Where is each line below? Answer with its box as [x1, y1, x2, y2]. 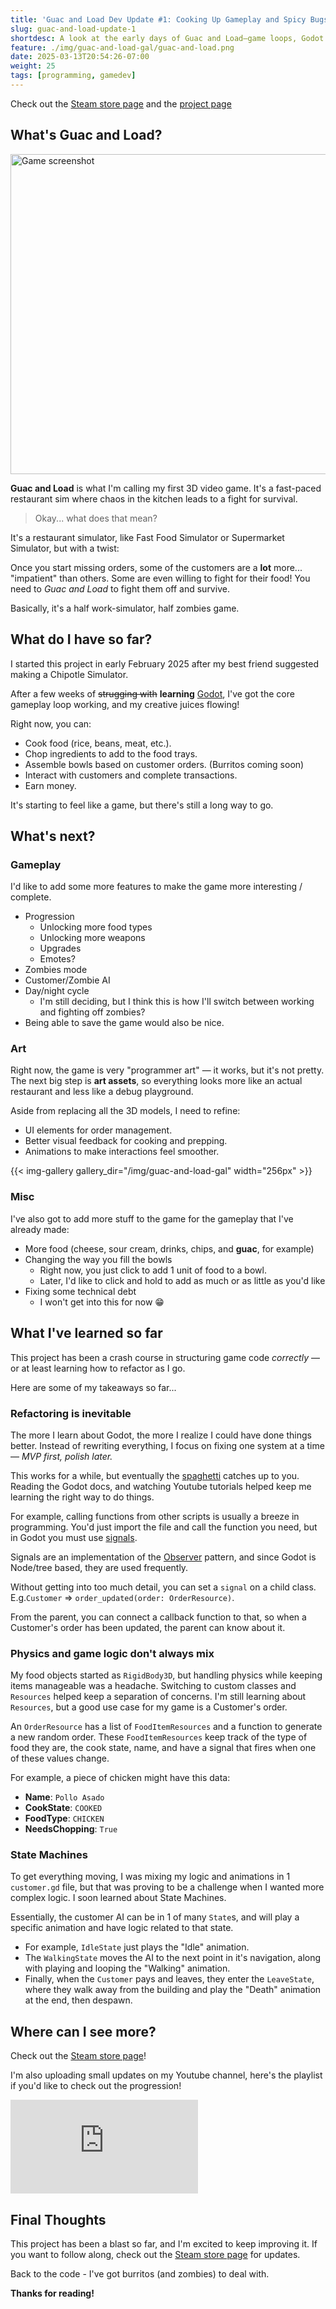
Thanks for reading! [10, 2287, 95, 2300]
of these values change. [10, 1752, 110, 1765]
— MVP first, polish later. [10, 1450, 113, 1462]
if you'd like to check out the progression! [10, 2080, 182, 2092]
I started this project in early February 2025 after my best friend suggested [10, 657, 320, 670]
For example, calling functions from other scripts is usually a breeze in [10, 1510, 300, 1522]
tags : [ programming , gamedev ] [10, 71, 137, 81]
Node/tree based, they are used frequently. [10, 1561, 189, 1573]
